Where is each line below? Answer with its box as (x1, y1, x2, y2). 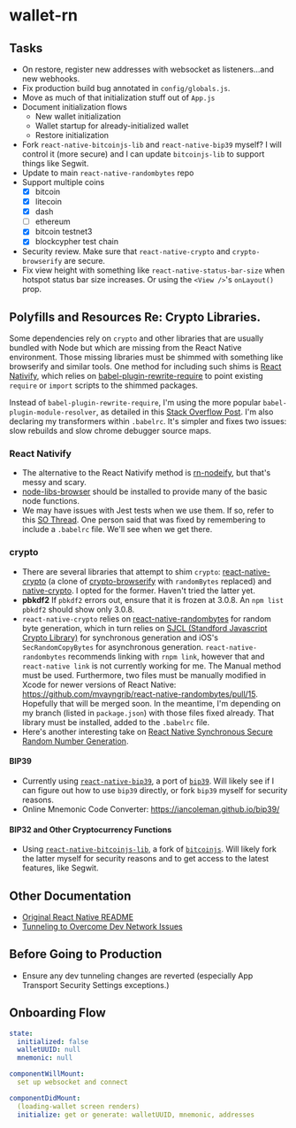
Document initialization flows (21, 102, 128, 112)
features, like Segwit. (21, 862, 99, 873)
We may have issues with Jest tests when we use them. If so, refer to (21, 506, 274, 516)
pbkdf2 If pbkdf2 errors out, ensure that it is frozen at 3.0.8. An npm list (21, 594, 285, 605)
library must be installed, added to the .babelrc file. (21, 716, 210, 727)
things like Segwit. (21, 158, 89, 168)
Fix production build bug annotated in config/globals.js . (21, 83, 231, 93)
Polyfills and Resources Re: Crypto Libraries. (9, 309, 261, 324)
